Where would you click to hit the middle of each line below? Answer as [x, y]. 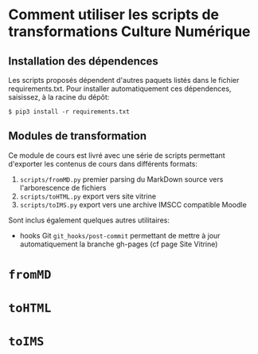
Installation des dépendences [84, 61]
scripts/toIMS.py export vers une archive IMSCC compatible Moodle [133, 204]
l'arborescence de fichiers [63, 187]
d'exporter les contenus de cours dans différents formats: [103, 163]
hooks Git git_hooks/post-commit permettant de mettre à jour [120, 235]
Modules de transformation [78, 136]
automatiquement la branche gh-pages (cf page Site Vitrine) [119, 244]
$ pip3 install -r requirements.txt [69, 112]
